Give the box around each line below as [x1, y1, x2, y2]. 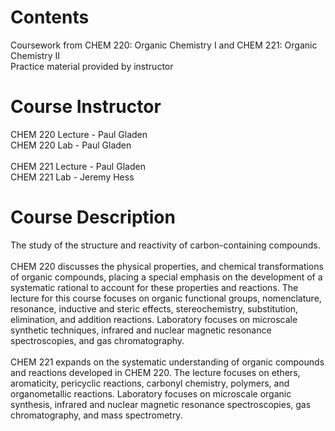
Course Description [10, 206, 176, 229]
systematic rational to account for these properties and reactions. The [10, 281, 299, 293]
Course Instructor [10, 96, 162, 118]
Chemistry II [10, 49, 61, 61]
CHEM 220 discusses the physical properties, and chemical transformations [10, 260, 324, 272]
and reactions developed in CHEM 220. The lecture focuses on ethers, [10, 366, 301, 378]
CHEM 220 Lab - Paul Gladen [10, 139, 132, 151]
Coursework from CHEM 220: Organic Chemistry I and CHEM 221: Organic [10, 39, 318, 51]
